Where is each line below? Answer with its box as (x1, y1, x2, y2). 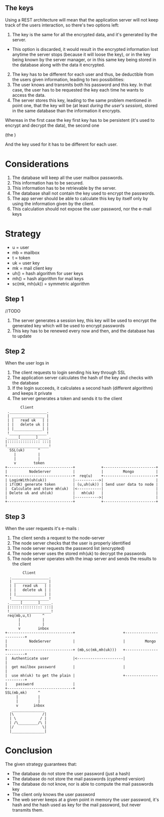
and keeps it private (12, 390, 52, 396)
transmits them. (12, 807, 44, 813)
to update (12, 333, 32, 339)
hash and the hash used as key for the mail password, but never (12, 802, 141, 808)
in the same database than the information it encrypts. (12, 108, 122, 113)
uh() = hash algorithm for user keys (12, 270, 83, 276)
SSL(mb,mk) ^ (5, 690, 41, 695)
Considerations (5, 159, 69, 169)
